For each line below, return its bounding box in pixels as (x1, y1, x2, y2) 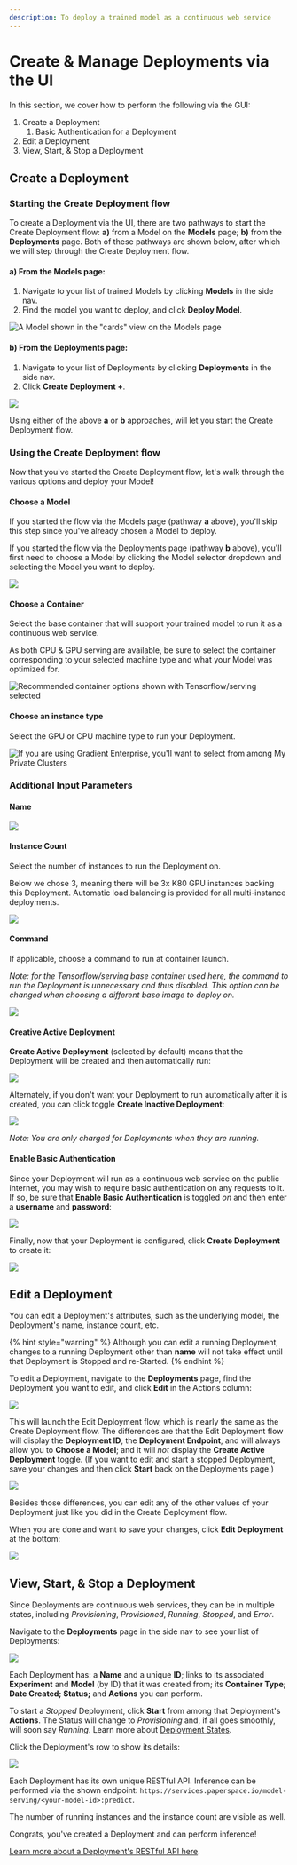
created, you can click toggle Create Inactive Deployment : (9, 1099, 225, 1110)
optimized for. (9, 663, 60, 675)
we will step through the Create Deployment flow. (9, 246, 190, 257)
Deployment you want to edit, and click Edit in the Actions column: (9, 1383, 253, 1393)
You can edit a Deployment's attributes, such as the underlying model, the (9, 1311, 280, 1321)
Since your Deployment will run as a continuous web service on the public (9, 1173, 280, 1184)
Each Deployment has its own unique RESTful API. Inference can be (9, 1775, 257, 1786)
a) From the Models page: (9, 266, 106, 276)
